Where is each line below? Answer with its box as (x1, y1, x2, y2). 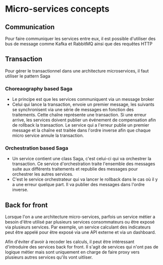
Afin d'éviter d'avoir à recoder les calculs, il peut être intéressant (5, 239, 135, 245)
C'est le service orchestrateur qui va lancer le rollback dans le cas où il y (12, 176, 158, 182)
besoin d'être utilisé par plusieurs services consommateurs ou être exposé (5, 219, 155, 225)
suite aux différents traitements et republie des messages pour (12, 166, 138, 172)
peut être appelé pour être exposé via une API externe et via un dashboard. (5, 229, 156, 235)
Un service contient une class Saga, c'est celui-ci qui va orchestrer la (12, 156, 152, 162)
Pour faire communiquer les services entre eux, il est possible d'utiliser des (5, 36, 156, 41)
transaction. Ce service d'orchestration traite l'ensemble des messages (12, 161, 156, 167)
